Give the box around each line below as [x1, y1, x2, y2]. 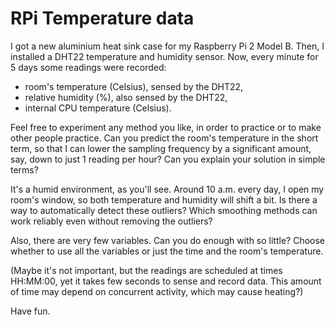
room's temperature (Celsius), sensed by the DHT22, [24, 80, 244, 92]
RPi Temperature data [10, 7, 195, 30]
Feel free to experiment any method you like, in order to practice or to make [10, 121, 322, 133]
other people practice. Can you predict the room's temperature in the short [10, 132, 319, 144]
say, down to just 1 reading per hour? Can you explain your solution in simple [10, 153, 326, 165]
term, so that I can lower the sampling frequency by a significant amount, [10, 142, 312, 154]
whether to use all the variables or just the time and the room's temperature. [10, 245, 324, 257]
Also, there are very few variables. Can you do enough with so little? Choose [10, 234, 326, 246]
